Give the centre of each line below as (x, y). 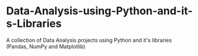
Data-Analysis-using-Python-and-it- (100, 11)
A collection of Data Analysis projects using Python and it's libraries (89, 40)
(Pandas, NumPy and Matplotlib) (46, 46)
